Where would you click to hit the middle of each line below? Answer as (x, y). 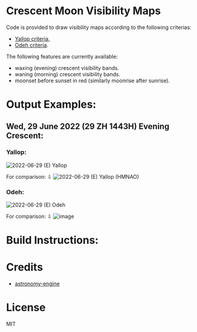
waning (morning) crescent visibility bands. (67, 74)
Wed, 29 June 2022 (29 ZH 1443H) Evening (88, 126)
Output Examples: (51, 104)
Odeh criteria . (31, 45)
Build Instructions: (52, 240)
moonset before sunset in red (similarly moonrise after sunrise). (92, 80)
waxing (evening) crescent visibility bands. (67, 68)
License (26, 307)
